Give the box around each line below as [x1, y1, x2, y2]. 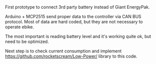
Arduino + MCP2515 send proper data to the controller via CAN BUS [5, 14, 141, 19]
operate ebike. [5, 24, 34, 30]
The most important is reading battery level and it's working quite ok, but [5, 34, 151, 39]
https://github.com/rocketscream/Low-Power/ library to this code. [5, 53, 137, 59]
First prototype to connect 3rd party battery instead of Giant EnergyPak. [5, 4, 150, 10]
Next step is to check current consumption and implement [5, 48, 122, 54]
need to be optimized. [5, 39, 49, 44]
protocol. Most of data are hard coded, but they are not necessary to [5, 19, 143, 24]
